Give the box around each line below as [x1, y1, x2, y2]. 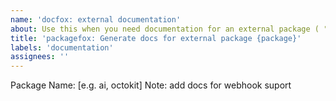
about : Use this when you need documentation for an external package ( [10, 24, 320, 34]
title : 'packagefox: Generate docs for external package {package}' [10, 33, 302, 43]
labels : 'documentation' [10, 42, 114, 53]
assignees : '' [10, 52, 70, 62]
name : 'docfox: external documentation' [10, 14, 182, 25]
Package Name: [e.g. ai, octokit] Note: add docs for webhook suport [10, 79, 292, 91]
